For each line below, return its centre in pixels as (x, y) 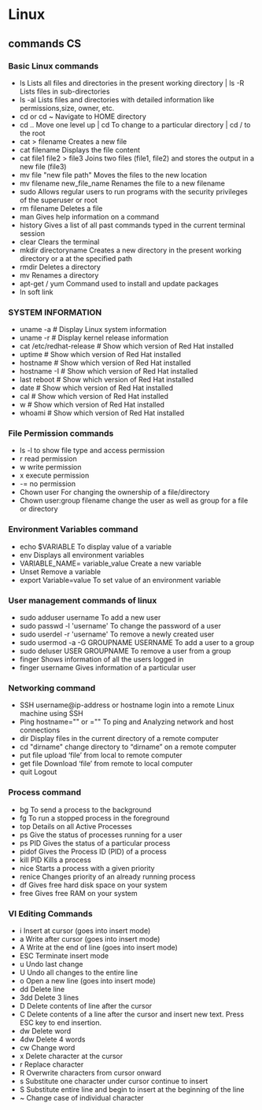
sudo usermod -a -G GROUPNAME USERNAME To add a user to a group (137, 643)
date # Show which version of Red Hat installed (96, 388)
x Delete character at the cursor (71, 1056)
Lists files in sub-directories (65, 91)
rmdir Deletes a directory (60, 267)
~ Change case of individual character (81, 1097)
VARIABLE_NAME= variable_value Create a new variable (111, 563)
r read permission (48, 459)
